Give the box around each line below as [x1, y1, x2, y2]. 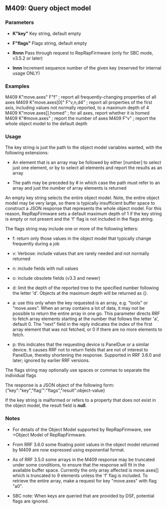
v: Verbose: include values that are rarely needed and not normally [12, 250, 150, 257]
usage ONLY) [12, 70, 40, 76]
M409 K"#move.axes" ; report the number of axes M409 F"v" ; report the [5, 115, 156, 121]
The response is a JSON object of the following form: [5, 382, 115, 388]
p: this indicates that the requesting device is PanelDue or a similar [12, 341, 150, 347]
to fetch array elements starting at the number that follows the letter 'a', [12, 316, 159, 322]
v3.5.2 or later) [12, 55, 43, 61]
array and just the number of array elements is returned [12, 185, 127, 191]
